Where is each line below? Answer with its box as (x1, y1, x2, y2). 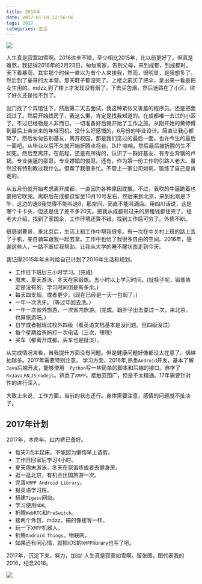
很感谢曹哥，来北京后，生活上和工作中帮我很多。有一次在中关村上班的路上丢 (6, 228, 196, 235)
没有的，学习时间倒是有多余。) (25, 284, 99, 291)
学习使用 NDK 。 (14, 502, 50, 509)
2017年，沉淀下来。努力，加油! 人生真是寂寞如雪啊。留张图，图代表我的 (6, 552, 185, 559)
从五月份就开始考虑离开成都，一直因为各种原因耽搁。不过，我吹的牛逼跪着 (6, 185, 191, 193)
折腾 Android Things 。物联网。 (14, 532, 90, 539)
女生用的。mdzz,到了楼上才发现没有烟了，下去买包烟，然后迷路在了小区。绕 (6, 84, 195, 92)
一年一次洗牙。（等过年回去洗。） (14, 299, 94, 306)
